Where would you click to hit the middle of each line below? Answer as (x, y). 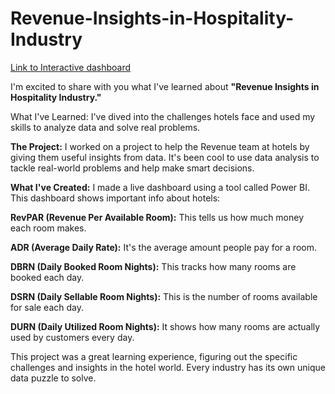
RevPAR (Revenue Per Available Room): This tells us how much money (157, 217)
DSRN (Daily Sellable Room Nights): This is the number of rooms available (164, 296)
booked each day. (47, 277)
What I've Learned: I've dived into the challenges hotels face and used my (163, 116)
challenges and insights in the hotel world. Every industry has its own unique (168, 367)
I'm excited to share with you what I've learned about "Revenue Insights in (165, 86)
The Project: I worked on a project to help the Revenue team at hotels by (160, 146)
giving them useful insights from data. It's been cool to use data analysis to (165, 157)
